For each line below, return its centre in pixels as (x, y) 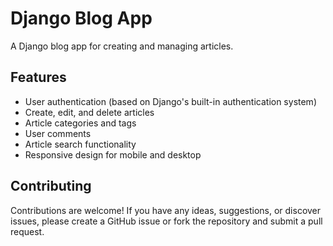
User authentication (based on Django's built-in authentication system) (170, 101)
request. (27, 231)
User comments (58, 133)
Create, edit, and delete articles (89, 112)
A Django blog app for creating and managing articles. (122, 46)
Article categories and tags (80, 123)
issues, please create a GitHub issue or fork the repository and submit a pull (166, 221)
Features (38, 77)
